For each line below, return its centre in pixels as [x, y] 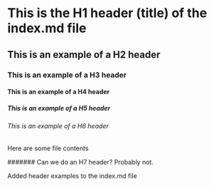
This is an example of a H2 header [84, 55]
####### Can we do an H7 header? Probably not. [81, 162]
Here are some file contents [48, 148]
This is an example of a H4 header [59, 92]
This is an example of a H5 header [59, 108]
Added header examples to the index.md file [72, 175]
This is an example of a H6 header [58, 126]
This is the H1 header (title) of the [107, 13]
